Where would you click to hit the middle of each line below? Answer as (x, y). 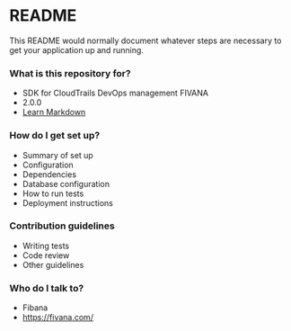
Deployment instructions (68, 202)
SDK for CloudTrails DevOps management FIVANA (115, 93)
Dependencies (49, 174)
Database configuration (66, 183)
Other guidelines (53, 264)
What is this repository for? (71, 73)
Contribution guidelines (62, 226)
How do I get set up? (55, 136)
